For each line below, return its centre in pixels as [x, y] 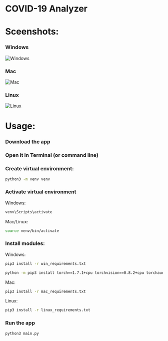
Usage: [20, 126]
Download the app [28, 142]
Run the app [20, 323]
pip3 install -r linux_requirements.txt [48, 310]
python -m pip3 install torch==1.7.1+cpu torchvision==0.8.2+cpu [74, 273]
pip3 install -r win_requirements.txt [45, 263]
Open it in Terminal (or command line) [52, 155]
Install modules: [25, 243]
